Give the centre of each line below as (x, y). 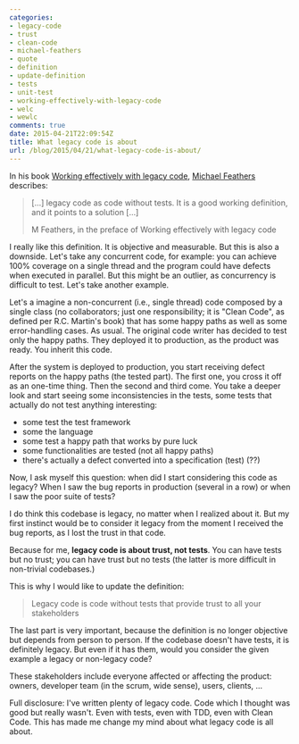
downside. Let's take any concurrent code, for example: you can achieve (143, 256)
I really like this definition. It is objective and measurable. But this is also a (144, 247)
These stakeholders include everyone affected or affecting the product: (141, 676)
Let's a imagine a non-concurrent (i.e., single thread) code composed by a (146, 302)
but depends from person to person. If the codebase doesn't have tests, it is (149, 640)
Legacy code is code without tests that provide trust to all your (146, 603)
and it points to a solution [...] (85, 212)
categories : (31, 17)
